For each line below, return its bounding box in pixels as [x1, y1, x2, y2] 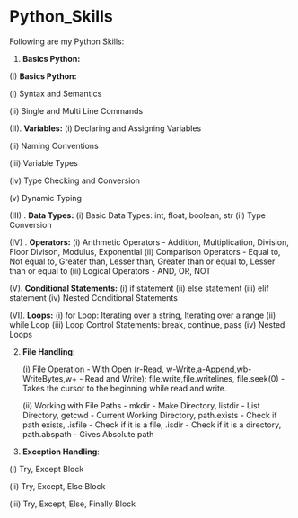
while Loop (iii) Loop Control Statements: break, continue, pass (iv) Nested [9, 319, 285, 329]
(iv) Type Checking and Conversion [9, 175, 141, 186]
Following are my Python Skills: [9, 36, 125, 47]
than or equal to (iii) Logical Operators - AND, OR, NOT [9, 265, 212, 276]
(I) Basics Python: [9, 70, 77, 82]
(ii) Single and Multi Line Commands [9, 105, 144, 116]
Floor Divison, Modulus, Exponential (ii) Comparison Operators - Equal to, [9, 246, 281, 257]
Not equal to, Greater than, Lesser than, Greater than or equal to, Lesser [9, 256, 276, 267]
